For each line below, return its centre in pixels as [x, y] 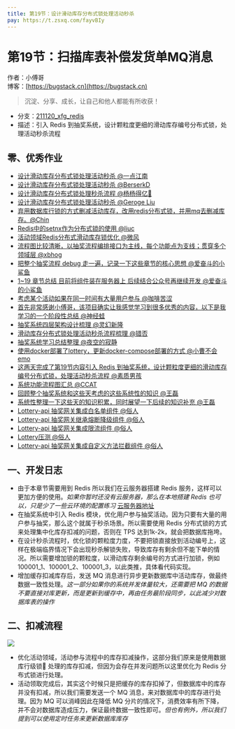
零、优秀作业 [35, 158]
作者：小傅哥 [26, 78]
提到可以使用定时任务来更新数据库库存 [72, 719]
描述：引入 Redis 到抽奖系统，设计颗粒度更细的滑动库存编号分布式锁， [119, 125]
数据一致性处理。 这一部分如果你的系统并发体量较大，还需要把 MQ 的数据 [122, 584]
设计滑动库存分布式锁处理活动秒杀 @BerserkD [84, 185]
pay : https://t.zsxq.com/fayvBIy [56, 20]
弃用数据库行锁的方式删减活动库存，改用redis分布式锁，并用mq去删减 [118, 211]
